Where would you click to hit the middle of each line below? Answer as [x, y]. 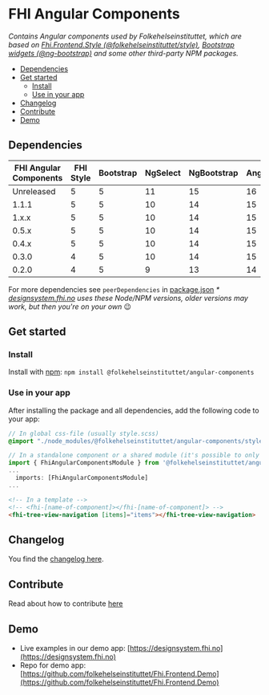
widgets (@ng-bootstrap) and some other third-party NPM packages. [123, 53]
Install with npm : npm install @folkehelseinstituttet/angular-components [131, 372]
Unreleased [34, 191]
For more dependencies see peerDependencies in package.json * [114, 289]
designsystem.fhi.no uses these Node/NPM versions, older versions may [128, 298]
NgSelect [163, 173]
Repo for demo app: [53, 665]
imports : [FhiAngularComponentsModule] [82, 478]
